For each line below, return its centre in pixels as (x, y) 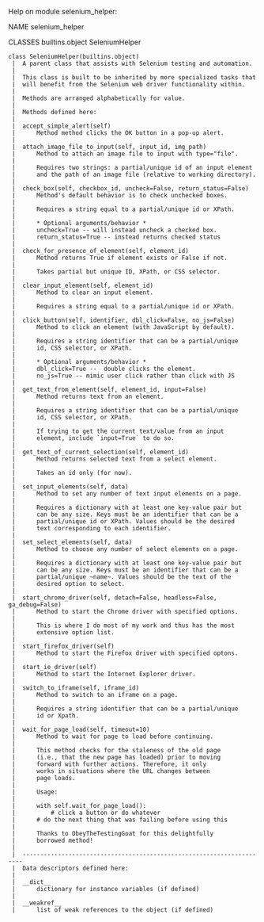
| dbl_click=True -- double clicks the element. (104, 369)
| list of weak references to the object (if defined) (113, 910)
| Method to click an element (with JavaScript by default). (123, 327)
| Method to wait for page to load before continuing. (113, 736)
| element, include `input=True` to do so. (93, 438)
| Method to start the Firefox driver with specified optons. (125, 653)
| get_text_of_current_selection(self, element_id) (100, 452)
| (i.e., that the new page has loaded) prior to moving (116, 757)
